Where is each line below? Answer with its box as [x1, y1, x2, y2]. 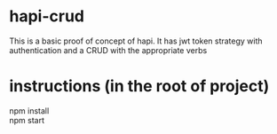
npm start [9, 114, 45, 125]
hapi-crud [9, 6, 84, 27]
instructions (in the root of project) [9, 76, 270, 97]
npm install [9, 105, 50, 116]
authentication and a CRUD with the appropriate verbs [9, 44, 208, 55]
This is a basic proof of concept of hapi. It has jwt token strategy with [9, 35, 264, 46]
